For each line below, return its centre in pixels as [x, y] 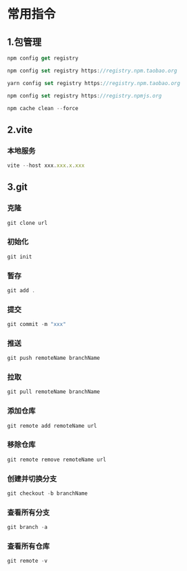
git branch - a [28, 527]
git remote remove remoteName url [57, 460]
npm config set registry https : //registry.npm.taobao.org [92, 71]
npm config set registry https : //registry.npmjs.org [85, 96]
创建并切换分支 [32, 478]
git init [20, 257]
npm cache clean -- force [43, 108]
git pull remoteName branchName [53, 392]
